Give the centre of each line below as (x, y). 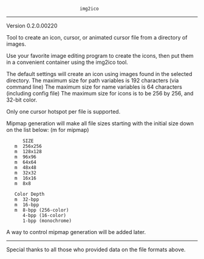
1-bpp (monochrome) (47, 221)
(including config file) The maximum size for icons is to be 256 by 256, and (100, 93)
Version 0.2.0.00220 (32, 26)
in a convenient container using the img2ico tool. (67, 62)
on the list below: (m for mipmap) (48, 130)
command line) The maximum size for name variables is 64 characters (94, 87)
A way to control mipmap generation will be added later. (76, 232)
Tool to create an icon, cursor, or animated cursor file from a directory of (97, 37)
